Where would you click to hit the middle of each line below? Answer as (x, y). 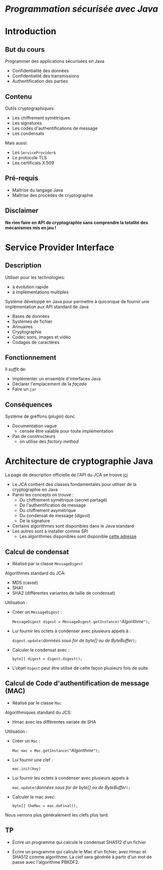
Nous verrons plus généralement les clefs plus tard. (57, 815)
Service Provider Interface (60, 247)
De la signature (35, 521)
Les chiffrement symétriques (41, 118)
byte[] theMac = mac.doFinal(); (45, 806)
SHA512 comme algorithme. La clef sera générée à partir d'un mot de (82, 857)
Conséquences (29, 404)
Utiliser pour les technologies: (35, 277)
